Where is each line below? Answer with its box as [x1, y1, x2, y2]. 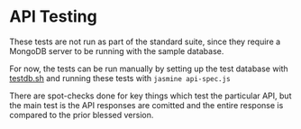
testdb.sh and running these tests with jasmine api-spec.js [9, 72, 232, 83]
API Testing [9, 6, 97, 27]
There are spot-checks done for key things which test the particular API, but [9, 90, 292, 101]
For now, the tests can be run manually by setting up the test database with [9, 63, 288, 74]
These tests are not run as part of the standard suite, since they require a [9, 36, 281, 47]
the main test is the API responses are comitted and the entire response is [9, 99, 284, 110]
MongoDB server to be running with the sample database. [9, 45, 224, 56]
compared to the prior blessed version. [9, 109, 154, 120]
